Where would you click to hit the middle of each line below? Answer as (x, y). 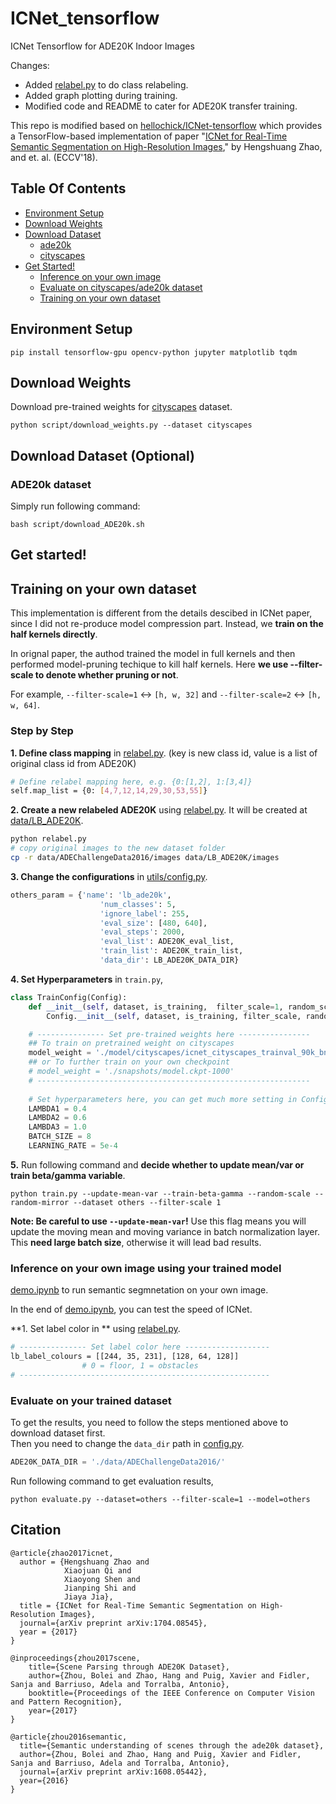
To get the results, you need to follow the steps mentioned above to (149, 1423)
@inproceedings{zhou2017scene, (75, 1658)
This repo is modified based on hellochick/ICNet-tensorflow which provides (166, 125)
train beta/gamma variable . (68, 1175)
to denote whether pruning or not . (106, 675)
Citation (36, 1530)
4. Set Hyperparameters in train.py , (87, 979)
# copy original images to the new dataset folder (118, 848)
